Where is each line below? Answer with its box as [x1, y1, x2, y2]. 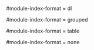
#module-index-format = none [6, 39, 80, 45]
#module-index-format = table [6, 27, 80, 34]
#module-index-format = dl [6, 5, 72, 12]
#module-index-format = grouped [6, 16, 88, 23]
